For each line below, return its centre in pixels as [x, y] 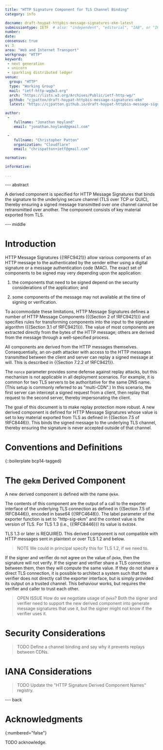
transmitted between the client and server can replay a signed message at [79, 357]
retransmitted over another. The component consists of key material [73, 209]
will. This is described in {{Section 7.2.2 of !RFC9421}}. [60, 362]
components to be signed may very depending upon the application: [73, 273]
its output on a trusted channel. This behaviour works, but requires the [75, 583]
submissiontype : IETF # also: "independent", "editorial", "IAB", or [78, 27]
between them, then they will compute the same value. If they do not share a [81, 568]
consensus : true [21, 41]
